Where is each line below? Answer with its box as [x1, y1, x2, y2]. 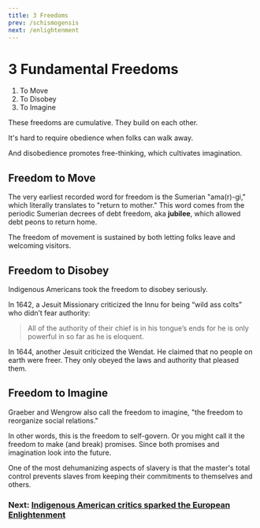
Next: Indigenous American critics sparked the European [8, 499, 231, 510]
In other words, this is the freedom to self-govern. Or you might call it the [8, 430, 246, 441]
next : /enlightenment [8, 26, 80, 34]
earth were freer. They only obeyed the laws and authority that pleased [8, 355, 239, 364]
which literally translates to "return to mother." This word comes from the [8, 201, 245, 210]
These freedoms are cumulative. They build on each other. [8, 118, 199, 127]
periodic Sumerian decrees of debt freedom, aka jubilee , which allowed [8, 209, 241, 219]
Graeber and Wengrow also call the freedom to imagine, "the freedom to [8, 407, 243, 417]
